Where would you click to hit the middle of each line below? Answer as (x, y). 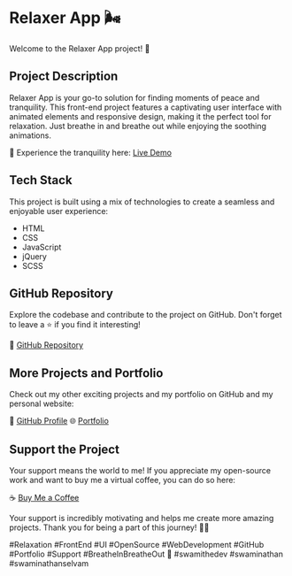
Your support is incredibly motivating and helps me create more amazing (142, 518)
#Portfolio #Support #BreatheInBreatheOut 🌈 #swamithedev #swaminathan (146, 554)
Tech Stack (41, 180)
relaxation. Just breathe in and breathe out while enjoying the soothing (138, 126)
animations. (30, 135)
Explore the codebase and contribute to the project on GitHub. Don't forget (146, 315)
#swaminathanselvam (49, 563)
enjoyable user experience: (59, 211)
